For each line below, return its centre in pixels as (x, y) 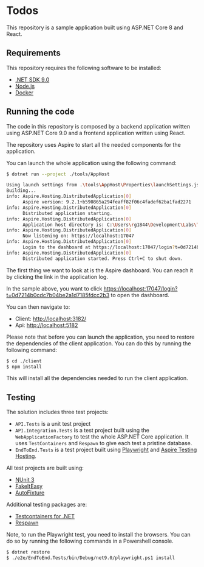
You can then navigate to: (38, 307)
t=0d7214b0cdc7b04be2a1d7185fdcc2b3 (58, 295)
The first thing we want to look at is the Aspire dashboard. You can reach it (100, 270)
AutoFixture (30, 493)
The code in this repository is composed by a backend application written (98, 126)
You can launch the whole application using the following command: (92, 163)
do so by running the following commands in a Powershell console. (90, 541)
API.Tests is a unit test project (53, 424)
